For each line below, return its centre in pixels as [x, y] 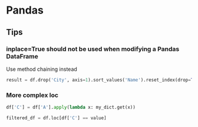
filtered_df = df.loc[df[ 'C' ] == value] [57, 118]
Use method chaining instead [42, 69]
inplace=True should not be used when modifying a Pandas [93, 49]
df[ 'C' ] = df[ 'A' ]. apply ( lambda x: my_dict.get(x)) [71, 108]
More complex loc [32, 95]
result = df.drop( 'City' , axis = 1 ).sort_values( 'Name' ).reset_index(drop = [99, 80]
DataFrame [22, 56]
